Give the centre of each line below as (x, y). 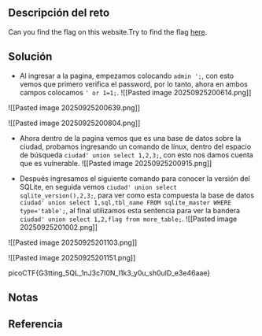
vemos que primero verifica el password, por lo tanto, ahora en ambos (133, 84)
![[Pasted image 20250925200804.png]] (74, 123)
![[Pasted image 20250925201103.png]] (73, 242)
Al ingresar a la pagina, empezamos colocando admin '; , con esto (127, 76)
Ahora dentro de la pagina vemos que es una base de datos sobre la (130, 138)
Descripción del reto (59, 13)
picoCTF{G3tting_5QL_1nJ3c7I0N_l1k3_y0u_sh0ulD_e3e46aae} (109, 273)
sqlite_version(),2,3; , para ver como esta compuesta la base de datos (137, 195)
